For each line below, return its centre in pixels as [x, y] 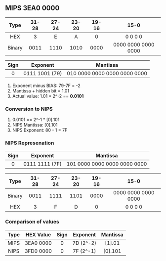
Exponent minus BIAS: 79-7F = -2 [46, 86]
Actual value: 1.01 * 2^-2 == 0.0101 [48, 96]
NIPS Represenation [30, 143]
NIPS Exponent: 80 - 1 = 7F [40, 130]
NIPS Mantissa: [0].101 [35, 125]
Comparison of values [32, 222]
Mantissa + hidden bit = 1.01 [41, 90]
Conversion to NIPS [29, 109]
